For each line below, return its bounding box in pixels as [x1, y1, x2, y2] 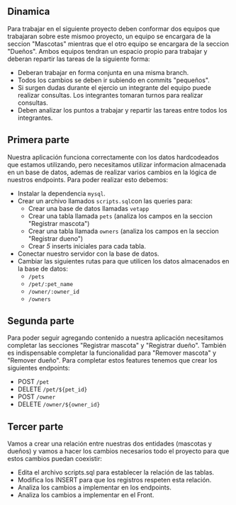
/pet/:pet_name [28, 280, 73, 288]
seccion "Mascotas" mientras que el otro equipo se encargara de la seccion [7, 39, 229, 48]
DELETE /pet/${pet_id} [17, 385, 88, 394]
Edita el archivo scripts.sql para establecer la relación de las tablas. [17, 468, 215, 477]
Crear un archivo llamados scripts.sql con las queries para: [17, 196, 193, 205]
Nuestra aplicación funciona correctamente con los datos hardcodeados [7, 152, 220, 161]
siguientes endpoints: [7, 364, 70, 373]
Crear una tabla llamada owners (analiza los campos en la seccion [28, 227, 220, 235]
